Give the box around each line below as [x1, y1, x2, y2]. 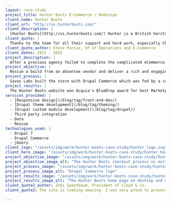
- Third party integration [10, 112, 67, 117]
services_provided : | [5, 93, 51, 98]
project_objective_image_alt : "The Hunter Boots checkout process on [5, 159, 156, 164]
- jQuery [10, 140, 28, 145]
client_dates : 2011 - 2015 [5, 50, 63, 55]
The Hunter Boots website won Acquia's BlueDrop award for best [10, 88, 149, 93]
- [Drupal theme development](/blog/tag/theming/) [10, 102, 120, 108]
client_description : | [5, 27, 53, 32]
